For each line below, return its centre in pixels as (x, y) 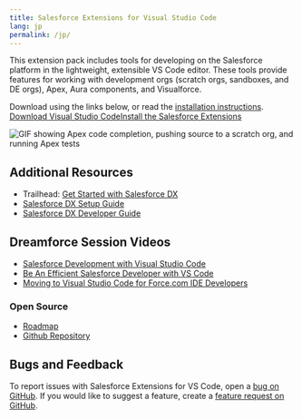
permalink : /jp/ (40, 34)
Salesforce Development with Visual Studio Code (114, 263)
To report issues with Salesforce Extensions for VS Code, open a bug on (144, 386)
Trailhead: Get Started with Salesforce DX (100, 194)
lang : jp (26, 26)
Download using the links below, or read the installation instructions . (137, 107)
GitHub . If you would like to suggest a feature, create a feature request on (147, 396)
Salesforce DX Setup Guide (73, 204)
